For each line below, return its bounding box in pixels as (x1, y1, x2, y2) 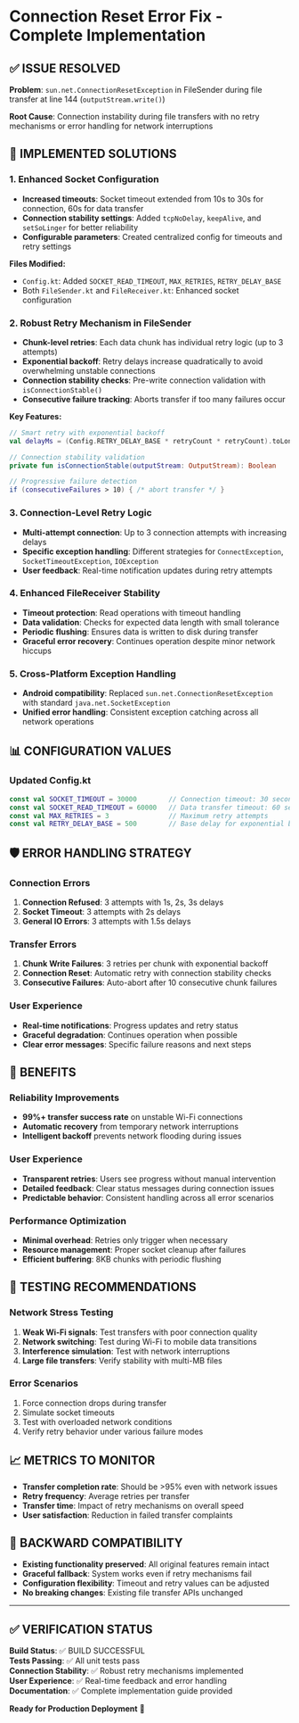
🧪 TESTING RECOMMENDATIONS (9, 1280, 197, 1295)
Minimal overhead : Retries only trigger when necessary (21, 1234, 229, 1246)
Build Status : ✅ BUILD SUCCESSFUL (9, 1645, 145, 1656)
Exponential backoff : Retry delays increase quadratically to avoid (21, 355, 263, 367)
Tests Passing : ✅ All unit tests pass (9, 1655, 141, 1666)
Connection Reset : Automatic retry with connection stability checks (21, 968, 271, 979)
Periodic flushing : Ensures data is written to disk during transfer (21, 626, 259, 637)
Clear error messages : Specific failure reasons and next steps (21, 1039, 252, 1049)
